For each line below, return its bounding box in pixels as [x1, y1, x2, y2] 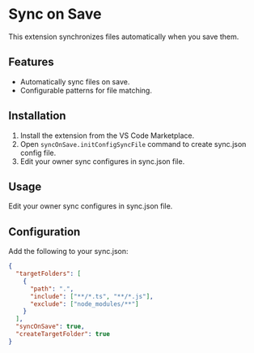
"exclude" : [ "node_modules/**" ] [29, 299, 139, 308]
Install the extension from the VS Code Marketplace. [19, 131, 195, 140]
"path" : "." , [29, 285, 74, 293]
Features [8, 55, 54, 69]
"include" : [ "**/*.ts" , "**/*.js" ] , [29, 292, 154, 300]
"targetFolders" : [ [15, 269, 82, 278]
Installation [8, 109, 66, 123]
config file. [19, 148, 57, 157]
